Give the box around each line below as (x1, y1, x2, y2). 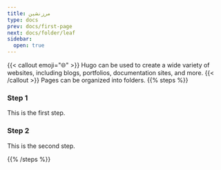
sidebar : (7, 36, 32, 43)
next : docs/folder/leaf (7, 29, 76, 36)
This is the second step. (7, 142, 76, 150)
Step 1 (7, 93, 28, 103)
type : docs (7, 17, 39, 23)
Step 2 (7, 126, 30, 136)
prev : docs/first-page (7, 23, 73, 30)
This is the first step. (7, 109, 66, 117)
